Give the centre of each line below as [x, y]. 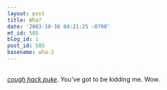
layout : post [26, 13]
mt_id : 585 [23, 33]
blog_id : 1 [23, 39]
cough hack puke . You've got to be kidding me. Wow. [83, 79]
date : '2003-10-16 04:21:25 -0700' [59, 26]
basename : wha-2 [31, 53]
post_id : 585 [26, 46]
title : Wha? [24, 20]
